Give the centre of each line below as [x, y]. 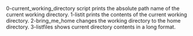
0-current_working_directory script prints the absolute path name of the [93, 8]
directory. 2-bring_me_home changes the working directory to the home [93, 21]
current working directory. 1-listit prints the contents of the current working [97, 15]
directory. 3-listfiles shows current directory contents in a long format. [91, 27]
